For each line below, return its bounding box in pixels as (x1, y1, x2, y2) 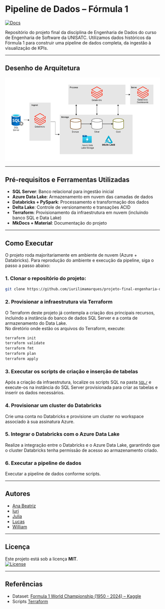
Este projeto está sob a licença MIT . (5, 556, 78, 562)
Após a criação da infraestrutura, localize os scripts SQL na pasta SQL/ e (5, 379, 151, 385)
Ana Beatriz (12, 502, 36, 509)
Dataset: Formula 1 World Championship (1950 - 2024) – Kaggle (12, 593, 141, 599)
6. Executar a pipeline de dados (5, 459, 82, 466)
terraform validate (5, 341, 45, 346)
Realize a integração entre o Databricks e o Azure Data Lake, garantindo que (5, 442, 160, 448)
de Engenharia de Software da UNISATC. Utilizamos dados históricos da (5, 35, 151, 40)
